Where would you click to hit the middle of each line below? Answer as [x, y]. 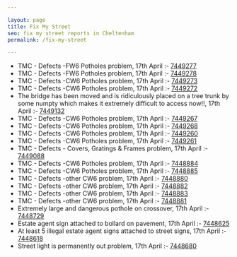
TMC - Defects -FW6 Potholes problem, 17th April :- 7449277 [107, 66]
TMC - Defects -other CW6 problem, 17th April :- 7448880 [103, 179]
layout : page [27, 20]
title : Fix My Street [39, 26]
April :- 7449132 [41, 111]
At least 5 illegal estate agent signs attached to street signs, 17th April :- [122, 231]
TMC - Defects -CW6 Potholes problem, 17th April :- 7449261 [107, 141]
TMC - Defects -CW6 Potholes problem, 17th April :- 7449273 [108, 81]
